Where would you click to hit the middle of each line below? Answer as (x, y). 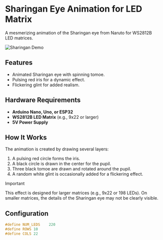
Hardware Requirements (43, 100)
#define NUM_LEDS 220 (30, 225)
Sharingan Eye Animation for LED (74, 9)
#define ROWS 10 (21, 229)
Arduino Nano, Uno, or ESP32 (42, 112)
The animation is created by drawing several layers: (57, 149)
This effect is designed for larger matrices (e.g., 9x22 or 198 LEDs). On (76, 193)
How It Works (26, 137)
